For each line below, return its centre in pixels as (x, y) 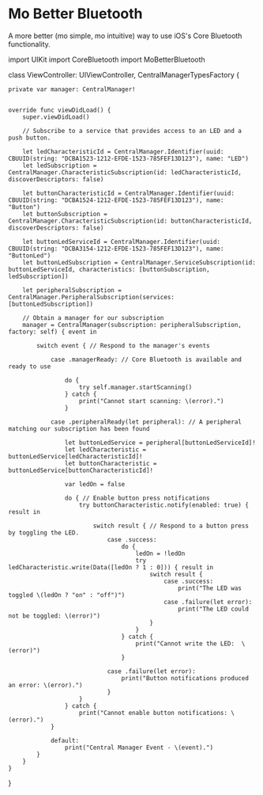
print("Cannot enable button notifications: (153, 713)
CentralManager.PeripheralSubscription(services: (92, 297)
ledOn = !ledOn (160, 553)
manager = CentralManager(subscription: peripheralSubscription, (132, 325)
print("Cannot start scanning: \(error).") (151, 401)
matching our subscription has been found (79, 428)
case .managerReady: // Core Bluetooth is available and (146, 359)
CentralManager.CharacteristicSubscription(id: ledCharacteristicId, (125, 172)
